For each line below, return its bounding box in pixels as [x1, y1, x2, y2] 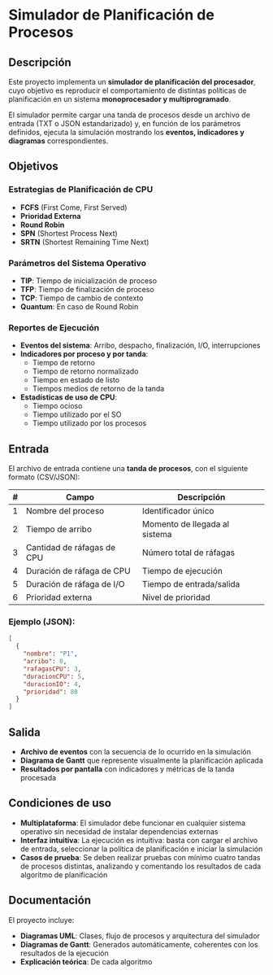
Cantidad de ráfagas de [25, 542, 116, 553]
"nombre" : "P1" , [23, 649, 79, 658]
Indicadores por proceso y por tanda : [19, 349, 149, 359]
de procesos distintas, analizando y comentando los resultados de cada [19, 861, 262, 871]
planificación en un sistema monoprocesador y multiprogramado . [8, 94, 232, 103]
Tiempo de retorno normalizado [32, 366, 139, 376]
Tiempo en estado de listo [32, 375, 120, 385]
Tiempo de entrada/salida [141, 579, 240, 590]
